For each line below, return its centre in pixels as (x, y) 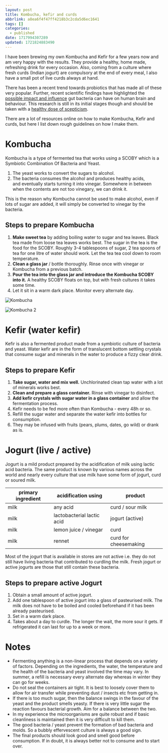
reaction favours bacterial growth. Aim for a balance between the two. (84, 708)
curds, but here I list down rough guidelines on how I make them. (72, 124)
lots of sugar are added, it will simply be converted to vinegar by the (75, 204)
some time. (24, 285)
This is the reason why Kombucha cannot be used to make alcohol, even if (82, 199)
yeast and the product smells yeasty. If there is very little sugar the (81, 703)
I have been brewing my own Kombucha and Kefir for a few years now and (82, 57)
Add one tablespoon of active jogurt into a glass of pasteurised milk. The (87, 600)
